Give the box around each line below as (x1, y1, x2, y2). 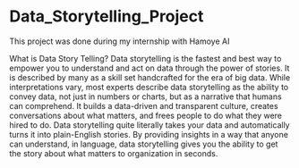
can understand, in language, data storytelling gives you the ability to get (9, 139, 278, 149)
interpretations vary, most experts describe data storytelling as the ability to (9, 81, 289, 92)
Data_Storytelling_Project (9, 6, 204, 27)
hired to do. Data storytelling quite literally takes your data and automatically (9, 119, 290, 130)
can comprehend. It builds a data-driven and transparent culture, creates (9, 100, 279, 111)
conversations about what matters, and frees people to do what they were (9, 110, 282, 121)
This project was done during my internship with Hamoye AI (9, 36, 230, 46)
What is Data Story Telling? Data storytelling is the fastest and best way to (9, 53, 282, 63)
